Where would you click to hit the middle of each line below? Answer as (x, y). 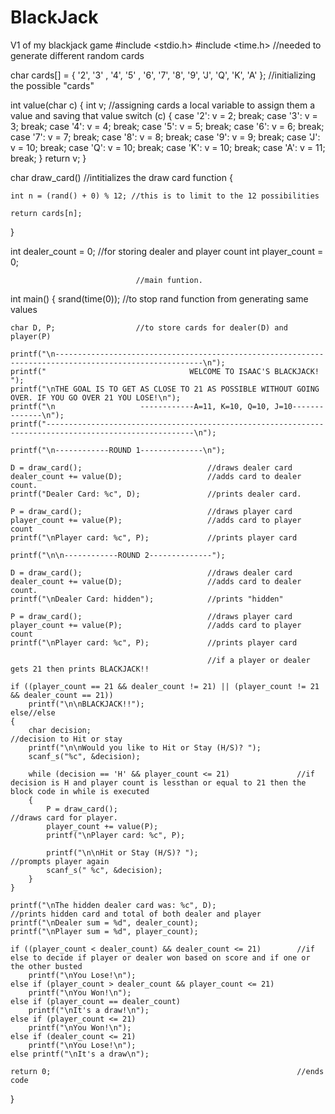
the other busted (46, 966)
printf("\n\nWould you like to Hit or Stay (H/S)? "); (145, 747)
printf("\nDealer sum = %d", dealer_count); (104, 922)
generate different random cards (77, 55)
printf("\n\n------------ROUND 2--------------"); (118, 555)
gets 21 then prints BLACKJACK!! (80, 669)
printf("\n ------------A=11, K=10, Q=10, (140, 406)
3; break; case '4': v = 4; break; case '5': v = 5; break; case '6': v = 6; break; (167, 126)
